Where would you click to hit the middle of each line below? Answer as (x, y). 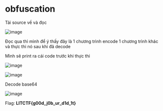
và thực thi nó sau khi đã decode (38, 46)
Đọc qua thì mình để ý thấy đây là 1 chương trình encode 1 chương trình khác (82, 41)
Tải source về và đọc (26, 22)
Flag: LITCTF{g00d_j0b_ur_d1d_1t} (41, 103)
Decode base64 (21, 84)
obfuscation (30, 9)
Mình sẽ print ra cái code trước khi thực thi (47, 56)
